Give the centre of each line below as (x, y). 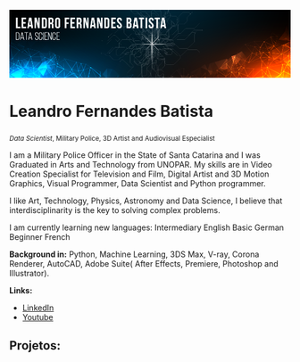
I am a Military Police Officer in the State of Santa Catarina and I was (135, 155)
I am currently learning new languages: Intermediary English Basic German (146, 227)
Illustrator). (29, 274)
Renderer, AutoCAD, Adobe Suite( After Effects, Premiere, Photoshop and (144, 264)
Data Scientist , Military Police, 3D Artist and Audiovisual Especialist (112, 139)
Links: (21, 291)
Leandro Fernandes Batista (112, 111)
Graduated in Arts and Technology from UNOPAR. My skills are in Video (141, 165)
